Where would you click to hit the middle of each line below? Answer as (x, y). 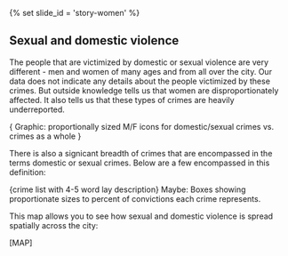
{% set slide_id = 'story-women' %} (75, 13)
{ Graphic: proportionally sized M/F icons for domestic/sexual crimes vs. (141, 126)
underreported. (37, 109)
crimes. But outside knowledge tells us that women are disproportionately (144, 90)
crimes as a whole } (45, 136)
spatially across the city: (54, 225)
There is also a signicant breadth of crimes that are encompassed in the (141, 153)
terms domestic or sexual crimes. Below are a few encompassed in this (140, 163)
